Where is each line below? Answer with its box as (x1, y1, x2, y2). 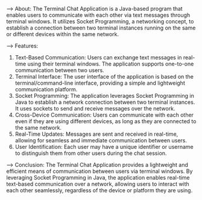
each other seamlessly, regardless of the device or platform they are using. (6, 187, 193, 194)
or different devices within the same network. (6, 31, 119, 38)
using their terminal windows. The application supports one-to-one (27, 60, 194, 67)
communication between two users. (14, 67, 104, 74)
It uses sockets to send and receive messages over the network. (14, 105, 175, 112)
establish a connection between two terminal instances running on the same (6, 24, 196, 31)
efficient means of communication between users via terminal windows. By (6, 168, 193, 175)
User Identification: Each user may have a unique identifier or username (14, 144, 194, 150)
